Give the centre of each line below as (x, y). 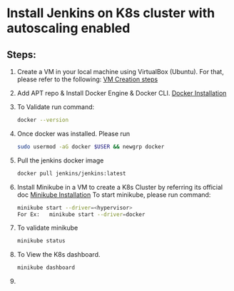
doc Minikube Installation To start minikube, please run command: (114, 195)
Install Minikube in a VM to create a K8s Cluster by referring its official (119, 187)
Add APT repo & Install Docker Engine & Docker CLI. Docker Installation (122, 93)
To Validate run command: (56, 107)
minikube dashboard (46, 268)
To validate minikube (47, 228)
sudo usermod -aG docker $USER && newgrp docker (91, 147)
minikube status (41, 241)
